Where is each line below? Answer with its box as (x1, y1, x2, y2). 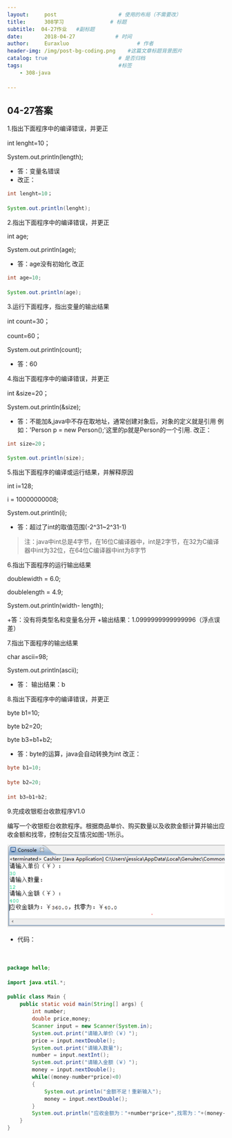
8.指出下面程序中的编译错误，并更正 (7, 695, 110, 703)
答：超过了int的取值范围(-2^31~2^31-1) (17, 523, 127, 531)
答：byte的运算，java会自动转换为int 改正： (17, 749, 142, 758)
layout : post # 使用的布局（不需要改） (7, 11, 182, 18)
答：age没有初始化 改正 (17, 259, 85, 268)
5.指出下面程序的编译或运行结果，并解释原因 (7, 468, 133, 476)
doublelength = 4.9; (7, 588, 64, 596)
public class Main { (7, 994, 67, 1001)
